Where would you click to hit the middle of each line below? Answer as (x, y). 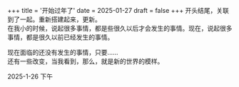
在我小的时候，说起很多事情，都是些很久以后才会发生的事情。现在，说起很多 (120, 28)
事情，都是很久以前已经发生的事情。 (61, 37)
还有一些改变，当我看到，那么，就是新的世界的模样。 (86, 61)
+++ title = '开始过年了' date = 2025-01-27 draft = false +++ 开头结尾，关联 (118, 10)
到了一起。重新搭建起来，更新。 (54, 19)
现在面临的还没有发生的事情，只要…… (63, 52)
